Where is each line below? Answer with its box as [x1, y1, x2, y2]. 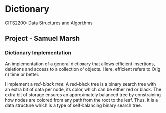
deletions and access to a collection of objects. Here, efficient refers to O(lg [5, 66, 161, 72]
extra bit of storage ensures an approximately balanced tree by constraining [5, 91, 161, 98]
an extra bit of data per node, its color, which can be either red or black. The [5, 86, 162, 92]
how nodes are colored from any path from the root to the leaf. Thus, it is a [5, 97, 158, 103]
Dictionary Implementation [5, 49, 71, 56]
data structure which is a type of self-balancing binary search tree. [5, 102, 142, 108]
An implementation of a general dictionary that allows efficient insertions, [5, 61, 155, 67]
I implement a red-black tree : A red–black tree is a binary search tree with [5, 81, 156, 87]
